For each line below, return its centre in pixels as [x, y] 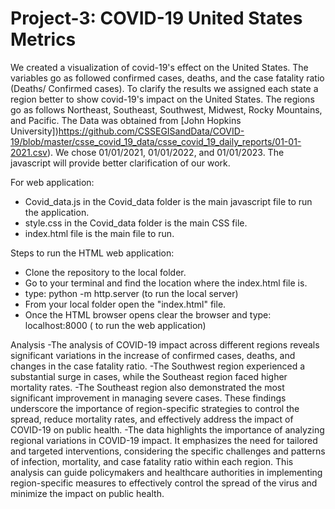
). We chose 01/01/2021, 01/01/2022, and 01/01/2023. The [165, 152]
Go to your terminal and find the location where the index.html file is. [166, 283]
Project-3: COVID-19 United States [156, 18]
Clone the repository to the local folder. [105, 272]
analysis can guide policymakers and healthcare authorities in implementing [166, 472]
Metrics [43, 39]
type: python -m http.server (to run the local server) [131, 293]
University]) [34, 131]
